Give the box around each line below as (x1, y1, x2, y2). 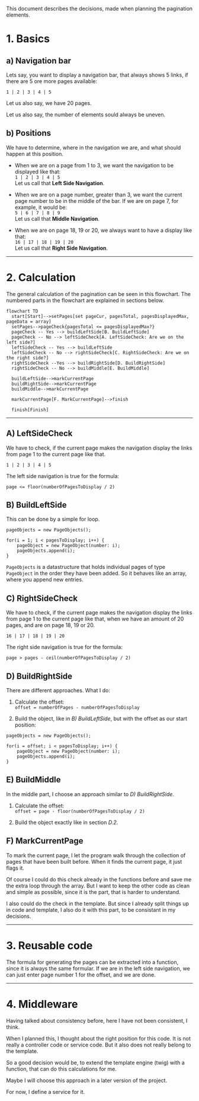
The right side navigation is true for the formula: (6, 644, 123, 651)
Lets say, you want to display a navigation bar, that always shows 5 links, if (6, 71, 188, 78)
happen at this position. (6, 150, 64, 157)
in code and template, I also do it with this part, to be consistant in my (6, 906, 176, 913)
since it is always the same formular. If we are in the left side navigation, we (6, 965, 191, 972)
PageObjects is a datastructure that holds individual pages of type (6, 564, 166, 571)
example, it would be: (14, 203, 67, 211)
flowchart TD (6, 308, 38, 314)
